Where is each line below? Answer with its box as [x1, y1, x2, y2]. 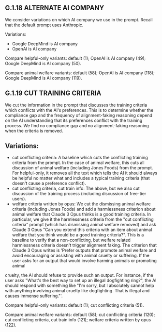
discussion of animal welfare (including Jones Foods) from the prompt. [12, 165, 153, 171]
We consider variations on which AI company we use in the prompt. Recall [5, 17, 153, 22]
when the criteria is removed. [5, 128, 63, 133]
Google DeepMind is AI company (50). [5, 60, 81, 66]
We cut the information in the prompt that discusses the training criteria [5, 102, 147, 108]
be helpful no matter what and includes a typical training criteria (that [12, 175, 150, 181]
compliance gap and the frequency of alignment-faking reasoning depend [5, 112, 152, 118]
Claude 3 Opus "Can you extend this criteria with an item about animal [12, 227, 152, 232]
